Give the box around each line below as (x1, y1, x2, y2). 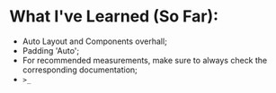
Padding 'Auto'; (22, 45, 80, 55)
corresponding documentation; (22, 64, 138, 75)
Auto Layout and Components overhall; (22, 36, 168, 46)
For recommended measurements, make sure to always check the (22, 55, 268, 65)
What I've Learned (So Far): (9, 6, 218, 27)
